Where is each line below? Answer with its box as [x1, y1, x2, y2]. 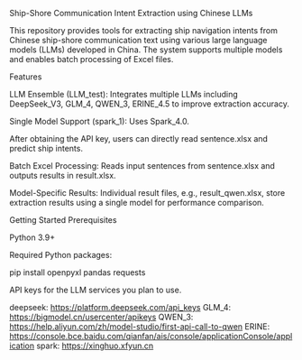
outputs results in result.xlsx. [9, 171, 116, 180]
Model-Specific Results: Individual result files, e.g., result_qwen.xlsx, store [9, 188, 286, 198]
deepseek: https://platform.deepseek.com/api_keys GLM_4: [9, 302, 232, 312]
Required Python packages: [9, 250, 113, 260]
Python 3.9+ [9, 232, 56, 243]
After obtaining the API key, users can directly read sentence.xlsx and [9, 134, 269, 143]
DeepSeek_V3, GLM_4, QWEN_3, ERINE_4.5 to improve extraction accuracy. [9, 98, 290, 109]
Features [9, 71, 42, 82]
